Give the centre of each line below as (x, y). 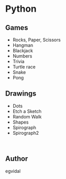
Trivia (18, 61)
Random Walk (27, 116)
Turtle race (24, 67)
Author (16, 159)
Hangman (23, 45)
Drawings (21, 94)
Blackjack (23, 51)
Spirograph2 (26, 133)
